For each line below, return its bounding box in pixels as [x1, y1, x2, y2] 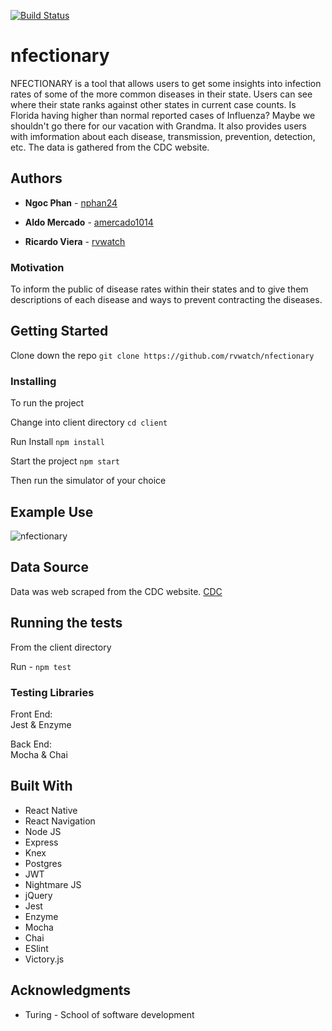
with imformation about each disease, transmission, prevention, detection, [10, 130, 316, 142]
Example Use [10, 503, 94, 520]
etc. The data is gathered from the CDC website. [10, 141, 210, 153]
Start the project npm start [10, 455, 120, 467]
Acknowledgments [10, 982, 132, 999]
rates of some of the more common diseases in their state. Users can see [10, 88, 313, 100]
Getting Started [10, 323, 109, 340]
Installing [10, 374, 57, 388]
